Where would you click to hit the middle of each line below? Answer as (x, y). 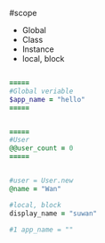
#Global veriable (41, 91)
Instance (38, 49)
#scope (23, 13)
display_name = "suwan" (53, 214)
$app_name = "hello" (48, 99)
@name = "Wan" (36, 189)
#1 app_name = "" (41, 230)
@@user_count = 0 (41, 148)
